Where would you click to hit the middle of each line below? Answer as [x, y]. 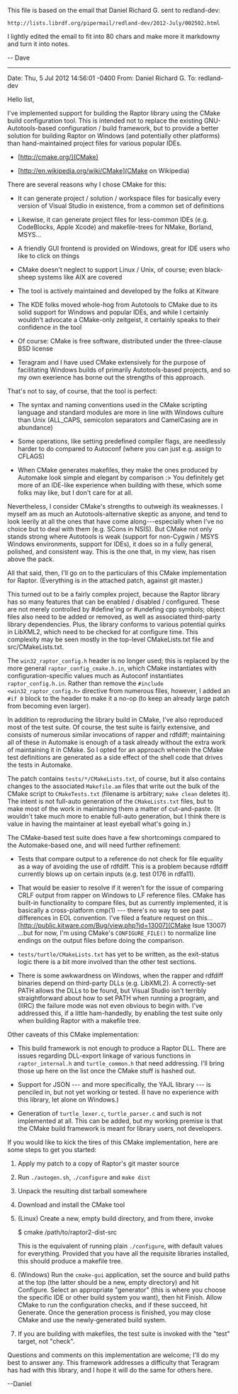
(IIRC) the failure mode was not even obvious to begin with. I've [110, 1006]
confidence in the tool [50, 327]
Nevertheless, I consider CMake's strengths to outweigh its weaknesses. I [115, 506]
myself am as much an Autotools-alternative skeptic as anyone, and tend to [118, 514]
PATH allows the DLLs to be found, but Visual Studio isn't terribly [112, 990]
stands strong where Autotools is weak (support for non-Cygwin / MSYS [113, 536]
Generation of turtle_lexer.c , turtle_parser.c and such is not [109, 1113]
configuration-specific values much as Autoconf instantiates [96, 676]
